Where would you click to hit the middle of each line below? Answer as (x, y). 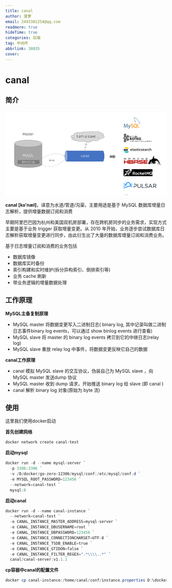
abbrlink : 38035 (23, 49)
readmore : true (21, 27)
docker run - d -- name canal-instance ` (48, 511)
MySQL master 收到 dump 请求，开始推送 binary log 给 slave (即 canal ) (88, 383)
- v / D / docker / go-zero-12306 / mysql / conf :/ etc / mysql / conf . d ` (75, 474)
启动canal (16, 500)
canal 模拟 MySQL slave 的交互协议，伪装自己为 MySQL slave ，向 (83, 371)
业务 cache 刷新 (30, 276)
